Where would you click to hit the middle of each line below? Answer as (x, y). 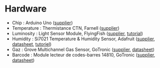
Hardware (26, 9)
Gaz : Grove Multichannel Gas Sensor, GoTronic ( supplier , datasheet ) (83, 49)
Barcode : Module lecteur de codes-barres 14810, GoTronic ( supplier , (84, 55)
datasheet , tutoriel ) (32, 44)
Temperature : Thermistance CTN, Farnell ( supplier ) (66, 28)
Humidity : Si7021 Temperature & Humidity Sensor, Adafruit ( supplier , (84, 39)
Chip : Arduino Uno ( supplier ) (42, 23)
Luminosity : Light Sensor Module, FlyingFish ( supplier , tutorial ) (77, 33)
